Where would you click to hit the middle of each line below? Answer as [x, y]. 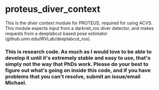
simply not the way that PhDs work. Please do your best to [77, 64]
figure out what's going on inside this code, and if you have [78, 70]
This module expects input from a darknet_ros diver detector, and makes [79, 28]
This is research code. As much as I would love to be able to [79, 52]
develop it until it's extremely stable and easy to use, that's [78, 58]
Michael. [16, 83]
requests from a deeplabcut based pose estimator [56, 33]
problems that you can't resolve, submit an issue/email [73, 77]
